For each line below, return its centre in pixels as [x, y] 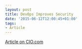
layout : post [18, 10]
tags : [11, 23]
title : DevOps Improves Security [39, 14]
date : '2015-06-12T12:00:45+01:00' [41, 19]
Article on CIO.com [24, 42]
